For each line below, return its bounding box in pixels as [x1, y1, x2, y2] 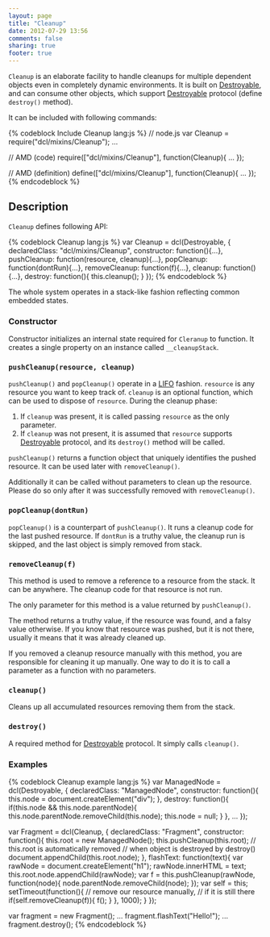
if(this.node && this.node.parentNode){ [8, 802, 137, 812]
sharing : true [8, 42, 56, 50]
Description [8, 200, 69, 214]
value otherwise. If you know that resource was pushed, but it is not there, [8, 624, 255, 634]
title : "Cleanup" [8, 19, 67, 27]
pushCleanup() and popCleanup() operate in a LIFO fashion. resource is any [8, 379, 255, 389]
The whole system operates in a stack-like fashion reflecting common [8, 287, 240, 297]
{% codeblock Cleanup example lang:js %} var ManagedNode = [8, 777, 222, 786]
